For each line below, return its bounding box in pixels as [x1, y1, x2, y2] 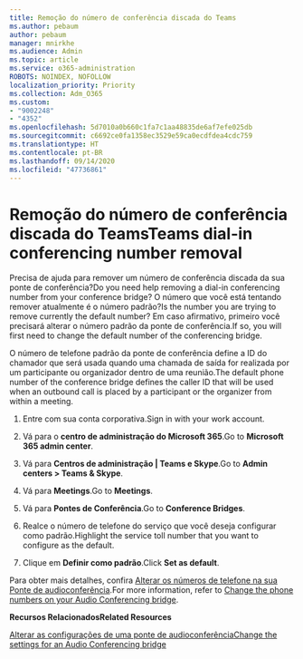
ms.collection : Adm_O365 [9, 89, 103, 98]
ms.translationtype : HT [9, 140, 99, 149]
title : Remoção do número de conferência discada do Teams [9, 13, 237, 23]
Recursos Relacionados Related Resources [9, 612, 172, 623]
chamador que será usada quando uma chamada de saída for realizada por [9, 357, 290, 368]
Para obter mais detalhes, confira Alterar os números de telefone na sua [9, 575, 278, 586]
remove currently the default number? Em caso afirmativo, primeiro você [9, 311, 280, 322]
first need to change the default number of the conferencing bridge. [9, 330, 262, 341]
